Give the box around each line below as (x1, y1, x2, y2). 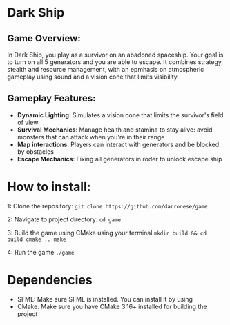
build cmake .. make (7, 236, 67, 243)
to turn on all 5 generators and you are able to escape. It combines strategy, (7, 58, 223, 66)
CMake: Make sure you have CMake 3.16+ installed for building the (17, 302, 207, 311)
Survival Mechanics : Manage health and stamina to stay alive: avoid (17, 126, 213, 134)
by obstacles (17, 147, 54, 156)
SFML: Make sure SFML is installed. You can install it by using (17, 295, 193, 303)
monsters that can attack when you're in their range (17, 132, 165, 141)
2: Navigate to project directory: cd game (7, 215, 122, 224)
